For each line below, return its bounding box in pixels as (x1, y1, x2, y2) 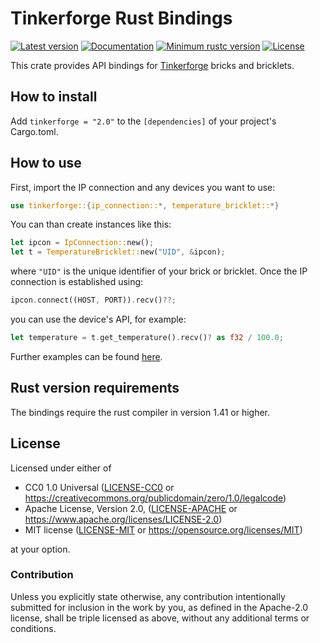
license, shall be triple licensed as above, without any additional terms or (10, 612, 310, 624)
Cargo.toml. (10, 125, 59, 137)
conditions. (10, 622, 57, 634)
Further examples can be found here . (10, 350, 163, 362)
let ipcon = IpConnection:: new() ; (10, 238, 155, 248)
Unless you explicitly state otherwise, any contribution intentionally (10, 590, 286, 602)
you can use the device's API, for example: (10, 313, 187, 326)
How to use (10, 155, 82, 172)
